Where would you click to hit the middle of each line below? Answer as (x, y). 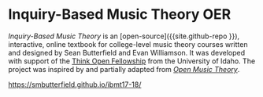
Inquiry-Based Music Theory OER (120, 14)
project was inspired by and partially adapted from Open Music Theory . (124, 69)
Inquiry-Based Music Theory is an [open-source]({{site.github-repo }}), (124, 36)
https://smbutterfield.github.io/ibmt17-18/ (75, 84)
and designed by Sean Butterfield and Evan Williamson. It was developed (127, 52)
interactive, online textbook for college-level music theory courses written (128, 44)
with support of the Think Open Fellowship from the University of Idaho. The (132, 61)
